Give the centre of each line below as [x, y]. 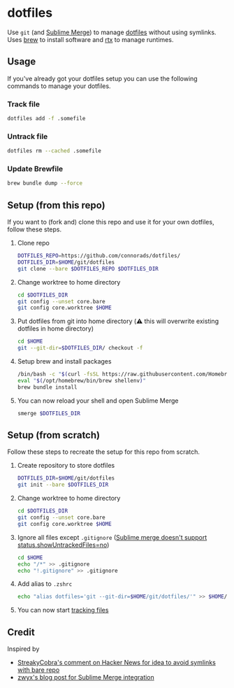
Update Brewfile [35, 169]
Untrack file [28, 136]
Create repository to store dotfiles [66, 466]
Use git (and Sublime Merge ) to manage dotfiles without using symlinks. [112, 32]
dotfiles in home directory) [56, 329]
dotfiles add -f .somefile [46, 119]
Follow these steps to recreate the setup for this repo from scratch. [104, 452]
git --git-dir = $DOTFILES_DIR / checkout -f [80, 348]
